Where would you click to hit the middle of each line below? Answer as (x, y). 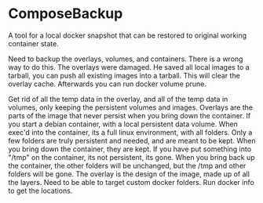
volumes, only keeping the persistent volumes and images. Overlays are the (131, 107)
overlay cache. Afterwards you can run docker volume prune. (107, 84)
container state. (33, 43)
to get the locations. (40, 190)
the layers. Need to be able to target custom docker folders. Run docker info (131, 182)
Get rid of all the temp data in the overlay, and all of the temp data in (118, 99)
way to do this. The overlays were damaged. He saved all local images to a (129, 67)
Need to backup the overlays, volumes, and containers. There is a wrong (126, 59)
